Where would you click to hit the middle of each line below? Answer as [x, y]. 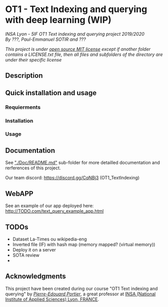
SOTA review [26, 255]
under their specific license [34, 59]
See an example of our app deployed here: [50, 206]
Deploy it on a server [34, 250]
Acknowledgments [36, 277]
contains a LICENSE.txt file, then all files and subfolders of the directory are [84, 54]
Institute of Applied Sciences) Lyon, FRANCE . [52, 299]
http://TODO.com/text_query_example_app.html [54, 211]
